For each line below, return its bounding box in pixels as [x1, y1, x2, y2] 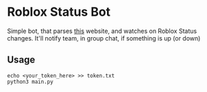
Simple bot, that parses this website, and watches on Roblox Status [7, 27, 197, 35]
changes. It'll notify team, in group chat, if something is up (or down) [7, 34, 201, 42]
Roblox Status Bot [7, 4, 111, 20]
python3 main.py [7, 78, 53, 85]
